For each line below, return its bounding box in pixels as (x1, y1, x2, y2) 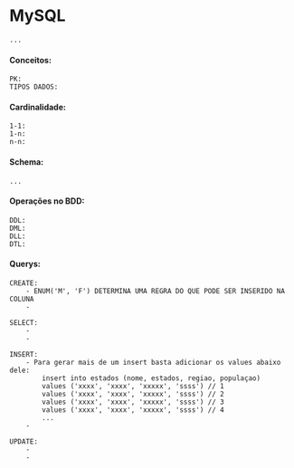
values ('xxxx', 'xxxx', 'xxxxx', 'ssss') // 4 (42, 405, 224, 415)
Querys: (9, 259, 41, 270)
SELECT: (9, 318, 39, 327)
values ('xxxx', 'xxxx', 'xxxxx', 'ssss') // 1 (42, 381, 224, 390)
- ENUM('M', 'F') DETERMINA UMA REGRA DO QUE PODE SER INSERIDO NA (25, 286, 285, 295)
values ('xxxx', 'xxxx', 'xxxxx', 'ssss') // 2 (42, 389, 224, 398)
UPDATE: (9, 436, 39, 446)
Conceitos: (9, 54, 52, 65)
